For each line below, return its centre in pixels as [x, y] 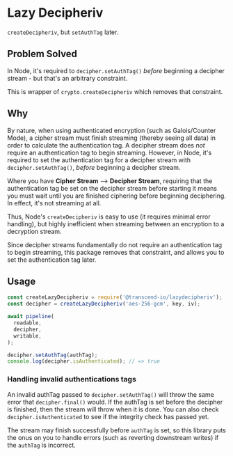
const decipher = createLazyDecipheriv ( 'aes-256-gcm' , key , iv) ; [104, 304]
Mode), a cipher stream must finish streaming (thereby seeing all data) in [111, 138]
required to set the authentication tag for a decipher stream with [99, 160]
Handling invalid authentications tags [72, 379]
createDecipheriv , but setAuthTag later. [63, 32]
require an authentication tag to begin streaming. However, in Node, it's [110, 152]
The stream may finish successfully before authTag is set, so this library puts [116, 430]
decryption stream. [34, 231]
